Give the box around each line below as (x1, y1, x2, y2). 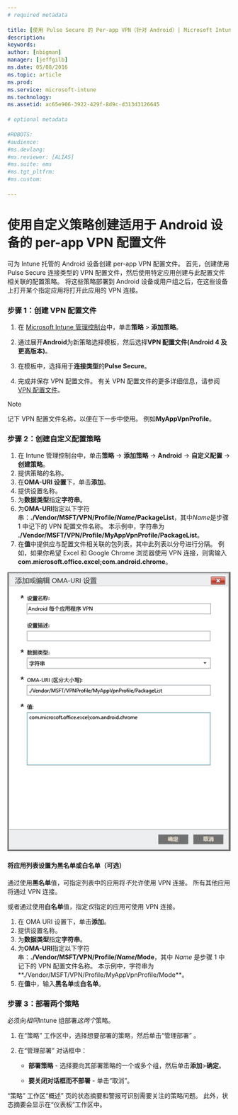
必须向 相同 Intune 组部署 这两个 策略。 (7, 1017, 115, 1025)
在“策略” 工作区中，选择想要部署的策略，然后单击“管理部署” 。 (17, 1031, 200, 1040)
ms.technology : (7, 94, 52, 101)
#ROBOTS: (7, 131, 33, 138)
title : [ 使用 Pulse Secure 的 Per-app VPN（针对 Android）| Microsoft (7, 26, 212, 33)
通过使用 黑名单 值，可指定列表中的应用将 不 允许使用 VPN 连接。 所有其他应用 (7, 878, 230, 887)
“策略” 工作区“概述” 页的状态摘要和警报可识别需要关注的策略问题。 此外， (7, 1092, 222, 1100)
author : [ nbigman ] (7, 49, 62, 56)
